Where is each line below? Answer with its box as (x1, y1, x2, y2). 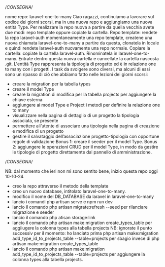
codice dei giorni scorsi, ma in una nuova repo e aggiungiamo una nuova (5, 19, 153, 25)
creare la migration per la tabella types (12, 81, 91, 87)
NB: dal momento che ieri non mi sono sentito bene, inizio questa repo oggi (5, 168, 158, 174)
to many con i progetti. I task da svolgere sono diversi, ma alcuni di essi (5, 66, 150, 72)
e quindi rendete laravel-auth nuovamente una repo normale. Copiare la (5, 45, 150, 51)
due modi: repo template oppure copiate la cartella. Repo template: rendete (5, 30, 158, 35)
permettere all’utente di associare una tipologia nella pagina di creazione (12, 123, 160, 129)
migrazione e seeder (12, 209, 54, 215)
